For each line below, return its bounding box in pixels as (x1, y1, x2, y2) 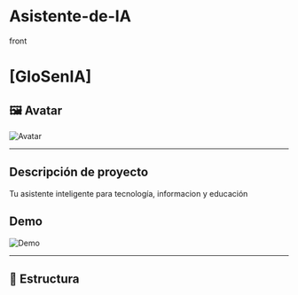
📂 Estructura (9, 271, 80, 286)
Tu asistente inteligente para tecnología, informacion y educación (9, 188, 248, 198)
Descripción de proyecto (9, 165, 149, 180)
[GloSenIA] (9, 66, 92, 87)
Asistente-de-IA (9, 6, 131, 27)
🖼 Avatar (9, 103, 63, 118)
